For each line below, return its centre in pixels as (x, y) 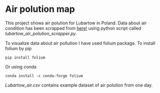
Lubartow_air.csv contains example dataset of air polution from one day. (79, 85)
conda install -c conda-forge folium (44, 76)
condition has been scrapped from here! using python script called (73, 28)
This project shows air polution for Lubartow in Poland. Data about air (76, 23)
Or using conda (21, 67)
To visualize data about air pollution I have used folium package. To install (80, 43)
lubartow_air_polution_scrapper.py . (41, 33)
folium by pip (19, 48)
